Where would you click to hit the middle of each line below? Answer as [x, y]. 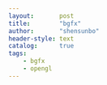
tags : [17, 53]
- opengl [38, 69]
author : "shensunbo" [54, 31]
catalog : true [41, 46]
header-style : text [41, 38]
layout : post [41, 16]
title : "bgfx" [45, 23]
